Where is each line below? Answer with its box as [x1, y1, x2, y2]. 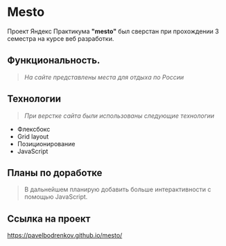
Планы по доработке [7, 167, 103, 179]
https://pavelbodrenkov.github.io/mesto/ [7, 231, 123, 240]
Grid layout [17, 132, 49, 141]
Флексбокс [17, 125, 51, 133]
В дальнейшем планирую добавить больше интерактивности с [24, 185, 211, 194]
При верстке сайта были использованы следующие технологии [24, 112, 215, 120]
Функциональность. [7, 55, 101, 67]
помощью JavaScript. [24, 193, 88, 201]
